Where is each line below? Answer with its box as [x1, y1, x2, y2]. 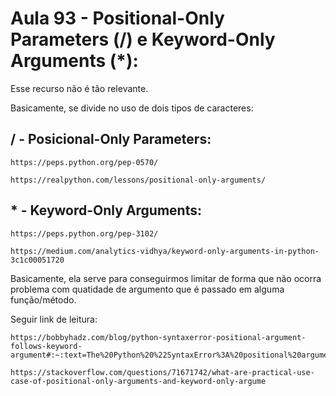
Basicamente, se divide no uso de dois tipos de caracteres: [10, 102, 254, 114]
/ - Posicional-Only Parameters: [10, 131, 212, 148]
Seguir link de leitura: [10, 313, 98, 325]
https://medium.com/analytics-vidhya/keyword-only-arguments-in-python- [10, 246, 320, 256]
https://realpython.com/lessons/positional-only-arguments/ [10, 175, 267, 185]
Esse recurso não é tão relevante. [10, 82, 149, 94]
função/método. [10, 293, 77, 306]
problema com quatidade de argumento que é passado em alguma [10, 283, 285, 295]
